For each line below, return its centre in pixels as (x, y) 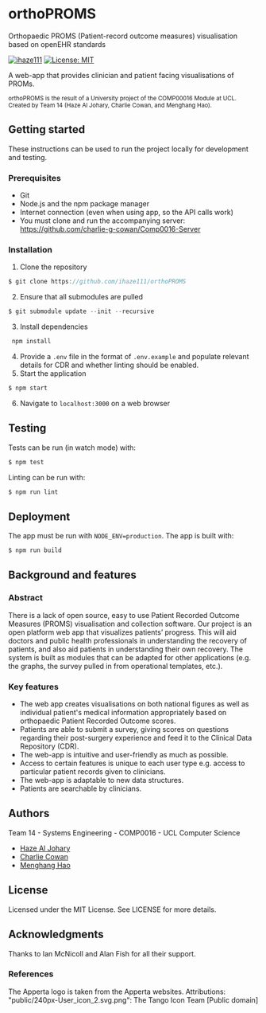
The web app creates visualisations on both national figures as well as (134, 704)
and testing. (28, 157)
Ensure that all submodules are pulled (81, 297)
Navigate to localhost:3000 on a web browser (95, 403)
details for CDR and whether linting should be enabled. (109, 365)
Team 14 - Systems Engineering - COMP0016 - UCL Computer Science (124, 832)
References (31, 974)
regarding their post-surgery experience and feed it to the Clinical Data (136, 738)
